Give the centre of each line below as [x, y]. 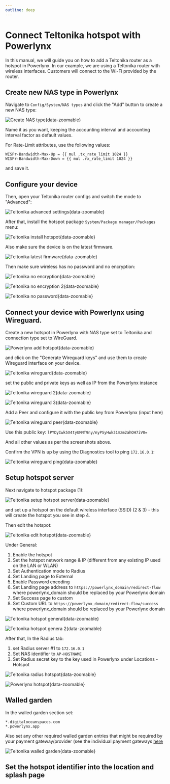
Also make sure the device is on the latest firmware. [59, 247]
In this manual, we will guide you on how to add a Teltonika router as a [79, 60]
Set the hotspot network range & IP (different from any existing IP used [87, 560]
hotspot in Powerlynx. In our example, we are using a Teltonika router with [83, 65]
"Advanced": [19, 202]
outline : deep [20, 10]
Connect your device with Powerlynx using [75, 312]
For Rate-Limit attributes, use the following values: [58, 145]
